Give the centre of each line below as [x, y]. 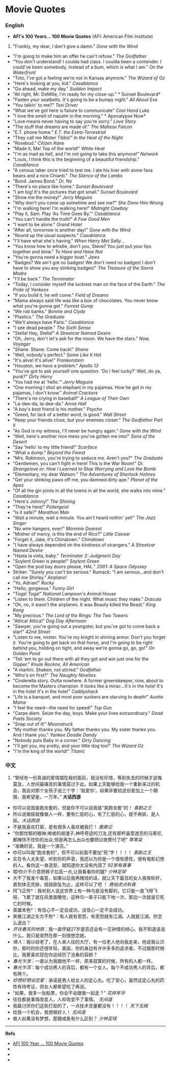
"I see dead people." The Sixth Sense [52, 328]
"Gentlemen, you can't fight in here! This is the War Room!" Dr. [78, 464]
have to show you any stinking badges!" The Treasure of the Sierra [83, 268]
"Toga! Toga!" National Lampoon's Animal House [64, 594]
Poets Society [27, 719]
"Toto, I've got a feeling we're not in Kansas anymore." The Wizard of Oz [89, 78]
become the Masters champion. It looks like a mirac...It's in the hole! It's [88, 686]
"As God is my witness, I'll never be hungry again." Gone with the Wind [87, 431]
